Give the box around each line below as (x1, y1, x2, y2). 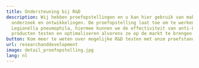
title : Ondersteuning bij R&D (6, 8, 81, 15)
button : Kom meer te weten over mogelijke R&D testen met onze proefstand (6, 36, 195, 42)
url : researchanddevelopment (6, 42, 78, 48)
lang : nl (6, 53, 28, 59)
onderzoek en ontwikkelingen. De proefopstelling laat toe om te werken (11, 20, 195, 25)
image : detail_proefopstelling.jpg (6, 47, 94, 53)
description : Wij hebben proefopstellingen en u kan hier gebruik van (6, 14, 184, 20)
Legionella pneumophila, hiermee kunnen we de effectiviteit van (11, 25, 176, 31)
